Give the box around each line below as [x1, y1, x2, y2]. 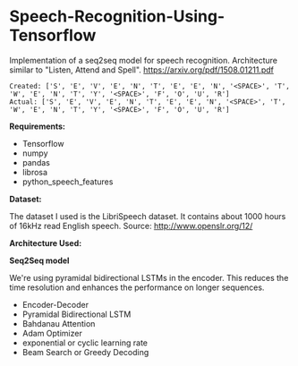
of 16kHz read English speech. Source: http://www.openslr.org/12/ [9, 220, 253, 231]
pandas [21, 157, 51, 167]
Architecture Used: [9, 237, 82, 248]
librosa [21, 166, 47, 177]
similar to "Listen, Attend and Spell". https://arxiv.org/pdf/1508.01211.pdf [9, 64, 275, 75]
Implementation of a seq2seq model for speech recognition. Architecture [9, 55, 278, 65]
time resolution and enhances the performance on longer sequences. [9, 282, 265, 293]
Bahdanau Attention [21, 318, 96, 328]
